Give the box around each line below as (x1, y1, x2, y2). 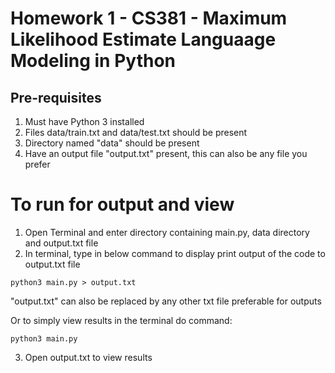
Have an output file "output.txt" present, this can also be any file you (24, 148, 308, 159)
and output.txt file (24, 237, 99, 249)
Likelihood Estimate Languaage (10, 28, 277, 51)
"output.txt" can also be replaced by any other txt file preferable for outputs (10, 295, 322, 307)
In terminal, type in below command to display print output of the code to (24, 247, 326, 259)
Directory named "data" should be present (24, 137, 200, 149)
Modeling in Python (10, 50, 177, 72)
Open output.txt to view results (24, 351, 153, 363)
